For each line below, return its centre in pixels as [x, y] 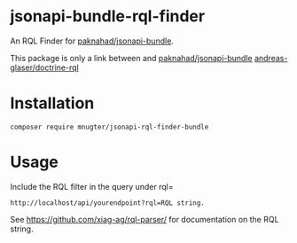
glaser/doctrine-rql [44, 67]
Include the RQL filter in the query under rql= [92, 186]
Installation [52, 103]
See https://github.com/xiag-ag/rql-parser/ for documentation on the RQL [145, 219]
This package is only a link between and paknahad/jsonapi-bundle [131, 58]
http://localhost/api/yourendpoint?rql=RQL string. [107, 203]
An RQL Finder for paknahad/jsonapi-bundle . [92, 41]
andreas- [271, 58]
